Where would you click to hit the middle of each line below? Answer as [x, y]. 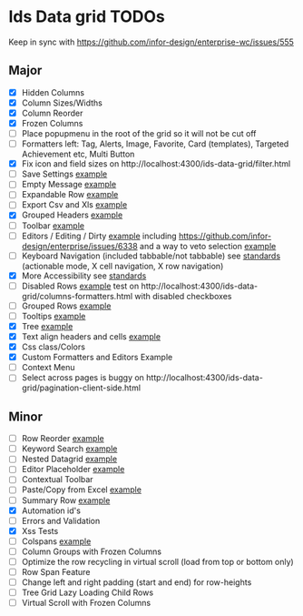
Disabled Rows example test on [80, 286]
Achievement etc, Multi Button [78, 154]
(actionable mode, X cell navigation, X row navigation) [122, 266]
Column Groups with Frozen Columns [92, 551]
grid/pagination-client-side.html [81, 388]
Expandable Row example [70, 195]
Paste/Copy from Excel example [82, 490]
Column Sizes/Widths [62, 103]
